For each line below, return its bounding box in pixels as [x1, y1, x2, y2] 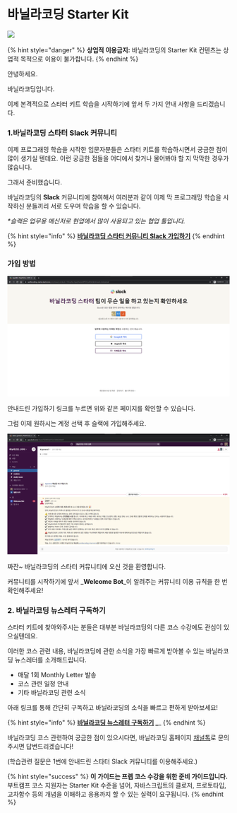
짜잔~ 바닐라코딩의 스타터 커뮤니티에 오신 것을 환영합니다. [7, 562, 166, 571]
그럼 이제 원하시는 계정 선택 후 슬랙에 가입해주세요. [7, 419, 147, 428]
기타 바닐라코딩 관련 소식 [17, 689, 86, 697]
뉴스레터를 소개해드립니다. [14, 655, 87, 665]
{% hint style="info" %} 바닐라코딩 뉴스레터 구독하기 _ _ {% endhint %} [7, 718, 206, 727]
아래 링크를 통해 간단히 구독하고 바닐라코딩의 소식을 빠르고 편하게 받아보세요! [7, 703, 219, 712]
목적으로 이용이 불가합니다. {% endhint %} [20, 54, 139, 63]
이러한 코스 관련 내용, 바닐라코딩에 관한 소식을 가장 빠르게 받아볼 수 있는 [7, 647, 205, 655]
